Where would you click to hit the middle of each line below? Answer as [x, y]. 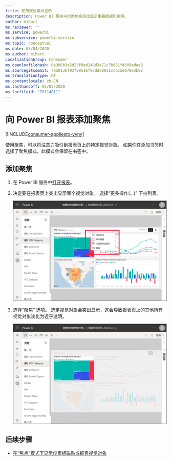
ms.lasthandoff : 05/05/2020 [35, 87]
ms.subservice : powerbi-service [40, 38]
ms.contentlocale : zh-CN [32, 81]
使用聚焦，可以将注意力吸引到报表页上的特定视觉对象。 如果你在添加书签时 [84, 145]
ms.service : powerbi [27, 33]
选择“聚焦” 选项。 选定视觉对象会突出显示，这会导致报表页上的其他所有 [88, 310]
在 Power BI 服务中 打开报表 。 [44, 182]
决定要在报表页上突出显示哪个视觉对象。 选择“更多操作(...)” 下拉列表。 [87, 193]
